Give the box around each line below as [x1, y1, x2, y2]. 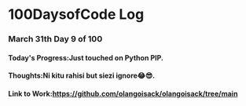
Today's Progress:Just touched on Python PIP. [8, 53, 163, 62]
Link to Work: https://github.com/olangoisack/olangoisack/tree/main [8, 89, 238, 98]
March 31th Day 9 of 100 [8, 34, 103, 45]
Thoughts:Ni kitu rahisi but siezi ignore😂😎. [8, 71, 156, 80]
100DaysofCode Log [8, 5, 145, 24]
